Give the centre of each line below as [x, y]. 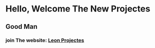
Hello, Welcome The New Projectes [78, 9]
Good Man [22, 27]
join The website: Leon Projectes [45, 40]
